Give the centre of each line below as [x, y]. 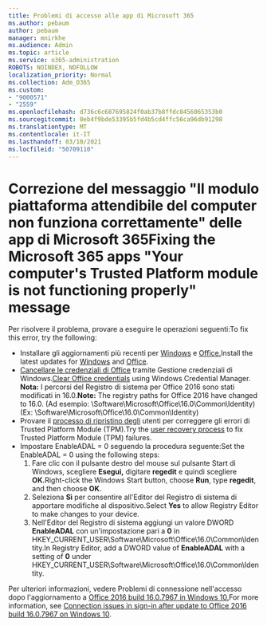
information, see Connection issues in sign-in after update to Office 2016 [128, 606]
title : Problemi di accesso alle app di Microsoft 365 [101, 16]
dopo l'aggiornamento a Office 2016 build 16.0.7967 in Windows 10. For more [133, 597]
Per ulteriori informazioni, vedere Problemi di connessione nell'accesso [125, 589]
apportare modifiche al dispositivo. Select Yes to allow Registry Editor [145, 506]
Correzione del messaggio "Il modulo [134, 189]
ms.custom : [26, 90]
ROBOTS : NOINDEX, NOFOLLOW [53, 68]
